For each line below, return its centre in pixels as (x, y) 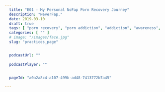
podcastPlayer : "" (28, 64)
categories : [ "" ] (29, 33)
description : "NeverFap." (36, 14)
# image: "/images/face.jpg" (39, 38)
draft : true (22, 23)
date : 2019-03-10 (27, 19)
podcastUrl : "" (25, 55)
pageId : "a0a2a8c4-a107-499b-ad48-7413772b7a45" (60, 78)
